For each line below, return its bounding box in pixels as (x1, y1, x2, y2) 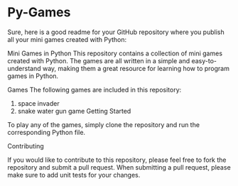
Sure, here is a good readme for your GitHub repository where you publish (7, 28, 225, 36)
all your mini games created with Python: (7, 35, 127, 43)
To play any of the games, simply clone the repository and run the (7, 120, 200, 128)
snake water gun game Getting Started (17, 106, 131, 115)
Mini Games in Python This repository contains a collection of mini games (7, 49, 222, 58)
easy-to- (191, 56, 217, 65)
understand (7, 64, 41, 72)
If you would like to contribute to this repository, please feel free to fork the (7, 155, 227, 164)
